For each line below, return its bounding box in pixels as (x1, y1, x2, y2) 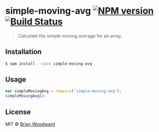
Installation (5, 47, 42, 56)
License (5, 108, 31, 116)
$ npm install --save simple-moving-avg (5, 61, 93, 66)
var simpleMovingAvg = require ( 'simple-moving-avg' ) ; (5, 89, 122, 94)
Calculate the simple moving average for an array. (17, 33, 123, 39)
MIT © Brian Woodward (5, 121, 55, 127)
